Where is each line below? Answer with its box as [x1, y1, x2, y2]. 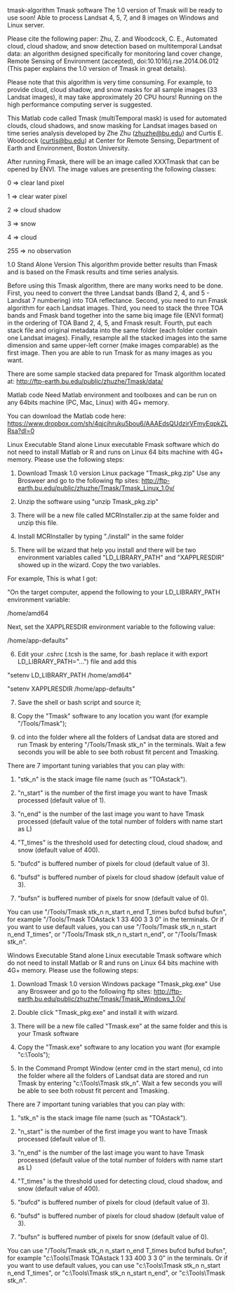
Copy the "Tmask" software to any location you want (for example [17, 712, 209, 720]
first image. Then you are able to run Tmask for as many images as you [7, 349, 213, 357]
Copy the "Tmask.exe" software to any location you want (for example [17, 1043, 221, 1051]
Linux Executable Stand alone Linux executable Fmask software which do [7, 441, 220, 448]
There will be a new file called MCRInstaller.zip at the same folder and [17, 511, 220, 519]
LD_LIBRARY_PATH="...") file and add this [17, 657, 137, 666]
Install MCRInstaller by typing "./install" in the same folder [17, 532, 184, 540]
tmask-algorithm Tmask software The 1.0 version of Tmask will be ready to [7, 6, 223, 14]
